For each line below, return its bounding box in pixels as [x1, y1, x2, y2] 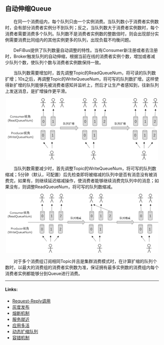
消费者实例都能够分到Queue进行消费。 [5, 270, 83, 276]
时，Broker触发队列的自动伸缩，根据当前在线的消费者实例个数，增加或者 [5, 53, 151, 59]
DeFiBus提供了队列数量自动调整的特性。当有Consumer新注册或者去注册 [13, 47, 158, 53]
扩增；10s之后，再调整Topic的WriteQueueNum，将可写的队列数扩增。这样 [5, 76, 155, 82]
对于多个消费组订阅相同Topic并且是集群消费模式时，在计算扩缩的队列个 [13, 258, 157, 264]
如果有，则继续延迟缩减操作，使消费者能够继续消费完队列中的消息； [18, 177, 155, 183]
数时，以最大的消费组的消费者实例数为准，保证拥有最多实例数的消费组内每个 [5, 264, 159, 270]
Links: [5, 286, 18, 292]
